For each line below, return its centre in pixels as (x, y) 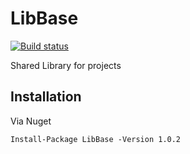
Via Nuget (31, 121)
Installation (46, 97)
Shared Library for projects (66, 65)
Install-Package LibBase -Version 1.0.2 (96, 139)
